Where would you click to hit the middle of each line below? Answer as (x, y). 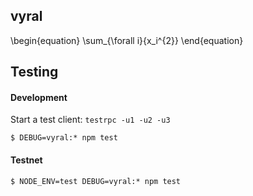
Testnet (26, 160)
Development (39, 97)
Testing (34, 72)
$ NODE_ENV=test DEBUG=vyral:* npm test (96, 181)
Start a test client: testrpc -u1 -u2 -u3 (90, 120)
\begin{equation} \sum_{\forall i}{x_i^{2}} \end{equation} (127, 40)
